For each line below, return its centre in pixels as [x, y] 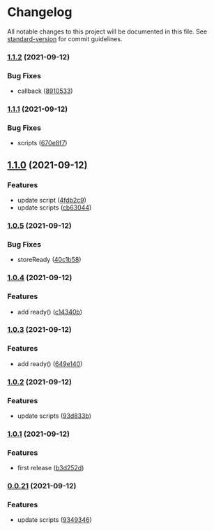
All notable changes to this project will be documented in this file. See [107, 31]
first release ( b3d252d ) [51, 468]
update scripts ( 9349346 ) [54, 520]
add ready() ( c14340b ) [49, 312]
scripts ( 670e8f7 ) [42, 143]
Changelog [40, 12]
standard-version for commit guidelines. [65, 38]
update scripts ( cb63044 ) [54, 208]
